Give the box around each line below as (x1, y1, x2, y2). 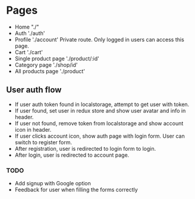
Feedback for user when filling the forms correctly (14, 186, 138, 194)
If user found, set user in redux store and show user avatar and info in (14, 107, 186, 114)
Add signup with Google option (14, 180, 91, 187)
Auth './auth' (14, 29, 45, 36)
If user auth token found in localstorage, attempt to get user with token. (14, 101, 190, 108)
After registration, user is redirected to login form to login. (14, 145, 156, 152)
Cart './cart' (14, 48, 43, 55)
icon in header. (14, 126, 52, 133)
